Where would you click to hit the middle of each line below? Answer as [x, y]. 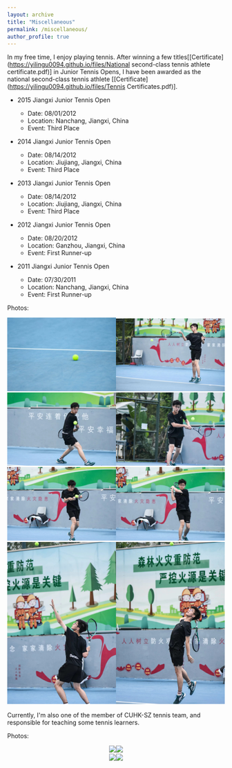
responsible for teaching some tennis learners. [74, 723]
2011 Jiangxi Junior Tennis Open [63, 266]
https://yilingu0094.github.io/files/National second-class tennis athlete [110, 64]
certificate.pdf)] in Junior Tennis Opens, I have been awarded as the [104, 72]
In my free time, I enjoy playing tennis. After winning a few [90, 57]
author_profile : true [38, 37]
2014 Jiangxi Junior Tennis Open [64, 141]
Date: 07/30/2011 [51, 280]
